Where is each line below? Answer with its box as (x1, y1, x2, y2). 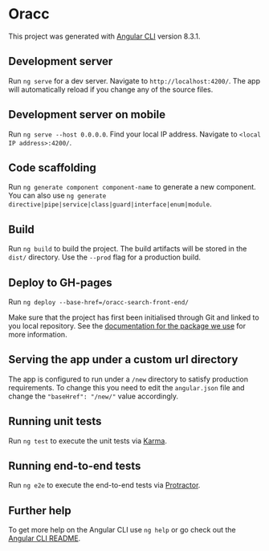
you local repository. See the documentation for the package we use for (8, 321, 247, 330)
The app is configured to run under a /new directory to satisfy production (8, 374, 249, 384)
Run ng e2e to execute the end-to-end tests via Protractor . (8, 480, 201, 490)
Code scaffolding (8, 161, 96, 174)
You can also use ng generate (8, 190, 107, 201)
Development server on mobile (8, 108, 166, 121)
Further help (8, 504, 72, 517)
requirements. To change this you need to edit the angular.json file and (8, 382, 245, 392)
